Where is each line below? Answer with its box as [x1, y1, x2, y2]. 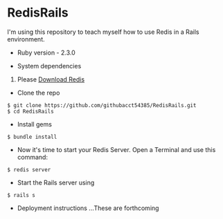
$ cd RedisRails [7, 108, 54, 115]
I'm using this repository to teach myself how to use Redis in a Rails [7, 28, 199, 36]
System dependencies [17, 61, 82, 70]
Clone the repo [17, 88, 60, 97]
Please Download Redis [17, 75, 85, 84]
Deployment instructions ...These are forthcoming [17, 204, 159, 212]
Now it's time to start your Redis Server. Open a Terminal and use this [17, 145, 216, 153]
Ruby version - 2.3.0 [17, 48, 76, 57]
